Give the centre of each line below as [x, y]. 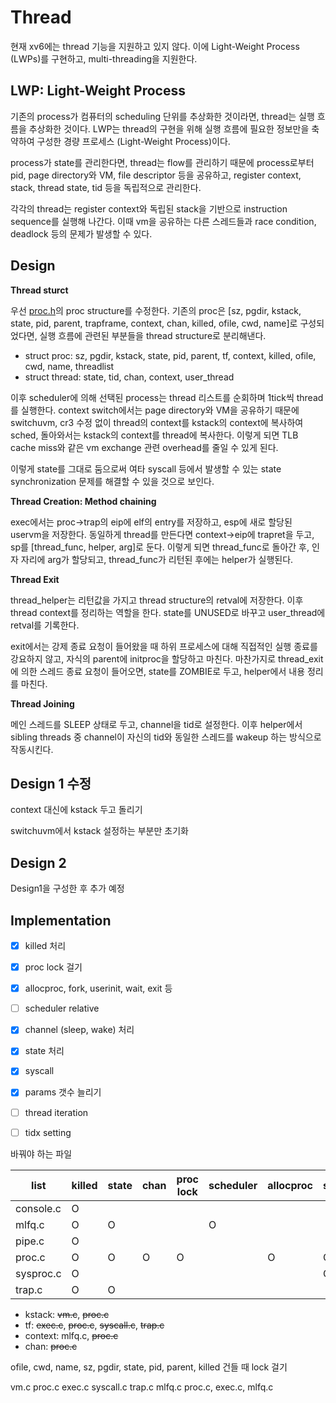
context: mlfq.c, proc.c [71, 1335]
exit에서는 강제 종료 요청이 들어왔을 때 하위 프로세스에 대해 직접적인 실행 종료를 [164, 646]
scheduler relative [62, 1008]
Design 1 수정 [51, 783]
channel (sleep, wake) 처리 [79, 1030]
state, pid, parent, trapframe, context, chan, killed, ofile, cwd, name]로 [154, 323]
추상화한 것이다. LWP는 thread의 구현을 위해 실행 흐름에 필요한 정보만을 [169, 128]
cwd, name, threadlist [69, 366]
